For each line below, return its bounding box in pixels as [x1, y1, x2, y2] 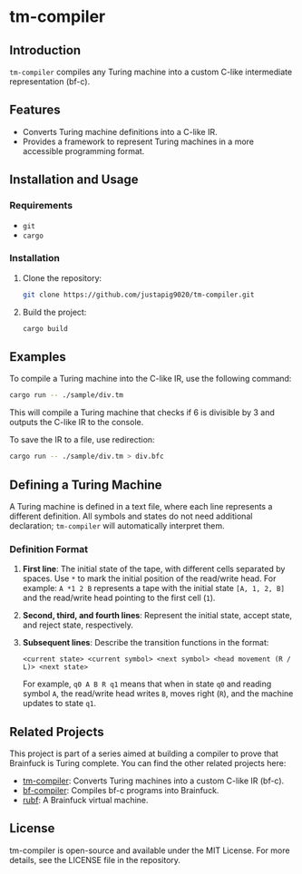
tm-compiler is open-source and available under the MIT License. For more [9, 845, 290, 856]
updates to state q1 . [22, 698, 97, 709]
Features [9, 102, 61, 118]
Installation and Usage [9, 172, 139, 188]
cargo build [22, 324, 68, 333]
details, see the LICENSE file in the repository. [9, 854, 181, 865]
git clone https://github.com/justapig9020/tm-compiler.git [22, 290, 255, 299]
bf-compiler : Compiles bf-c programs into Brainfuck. [22, 785, 219, 796]
